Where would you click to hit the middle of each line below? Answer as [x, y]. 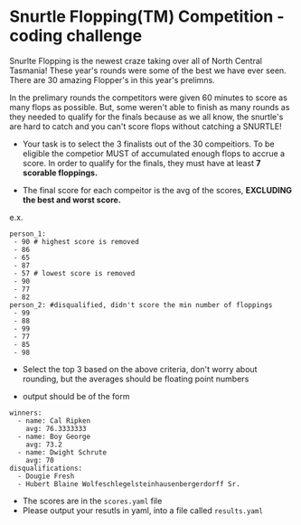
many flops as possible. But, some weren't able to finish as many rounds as [150, 107]
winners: [26, 413]
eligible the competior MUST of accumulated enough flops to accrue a [154, 153]
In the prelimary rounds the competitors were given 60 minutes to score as [148, 98]
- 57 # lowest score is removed [74, 273]
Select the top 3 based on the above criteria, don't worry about [140, 369]
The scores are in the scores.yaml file [92, 501]
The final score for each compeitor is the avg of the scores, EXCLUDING [157, 190]
